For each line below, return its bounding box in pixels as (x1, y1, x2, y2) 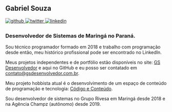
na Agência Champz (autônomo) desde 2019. (5, 101, 101, 107)
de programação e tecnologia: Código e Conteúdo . (5, 86, 113, 92)
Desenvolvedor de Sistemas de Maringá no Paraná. (5, 32, 136, 39)
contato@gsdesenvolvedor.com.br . (5, 70, 80, 77)
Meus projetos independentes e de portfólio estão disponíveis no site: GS (5, 59, 161, 66)
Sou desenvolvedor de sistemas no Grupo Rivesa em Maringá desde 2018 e (5, 96, 166, 102)
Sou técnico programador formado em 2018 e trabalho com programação (5, 44, 161, 50)
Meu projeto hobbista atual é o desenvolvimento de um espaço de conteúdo (5, 80, 167, 86)
